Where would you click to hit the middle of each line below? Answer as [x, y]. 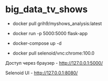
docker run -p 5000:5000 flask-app [50, 33]
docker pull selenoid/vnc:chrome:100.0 [53, 53]
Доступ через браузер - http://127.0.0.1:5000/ [54, 63]
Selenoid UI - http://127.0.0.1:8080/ [42, 73]
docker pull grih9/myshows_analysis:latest [57, 23]
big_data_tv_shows [47, 9]
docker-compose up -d [37, 43]
